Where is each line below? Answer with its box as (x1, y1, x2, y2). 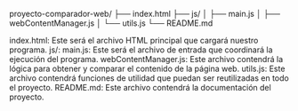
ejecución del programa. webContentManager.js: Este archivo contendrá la (9, 54, 283, 64)
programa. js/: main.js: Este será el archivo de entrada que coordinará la (9, 44, 273, 55)
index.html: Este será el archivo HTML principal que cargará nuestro (9, 36, 259, 45)
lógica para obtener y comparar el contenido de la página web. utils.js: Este (9, 63, 286, 74)
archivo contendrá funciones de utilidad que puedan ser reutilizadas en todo (9, 73, 289, 83)
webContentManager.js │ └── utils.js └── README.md (9, 18, 213, 28)
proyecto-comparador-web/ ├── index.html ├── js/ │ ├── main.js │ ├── (9, 9, 280, 19)
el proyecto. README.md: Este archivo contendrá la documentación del (9, 83, 271, 92)
